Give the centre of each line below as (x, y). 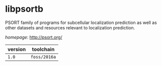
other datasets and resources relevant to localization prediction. (70, 27)
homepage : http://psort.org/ (34, 37)
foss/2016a (43, 57)
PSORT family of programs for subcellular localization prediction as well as (81, 22)
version (17, 49)
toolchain (43, 49)
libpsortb (24, 9)
